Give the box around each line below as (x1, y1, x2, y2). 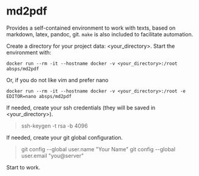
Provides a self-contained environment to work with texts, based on (6, 24, 176, 31)
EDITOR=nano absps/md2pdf (6, 93, 72, 99)
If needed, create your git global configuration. (6, 134, 123, 141)
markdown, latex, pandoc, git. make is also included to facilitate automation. (6, 30, 194, 37)
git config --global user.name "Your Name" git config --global (21, 145, 176, 152)
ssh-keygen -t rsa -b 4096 (21, 122, 88, 129)
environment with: (6, 48, 52, 56)
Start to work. (6, 163, 41, 171)
